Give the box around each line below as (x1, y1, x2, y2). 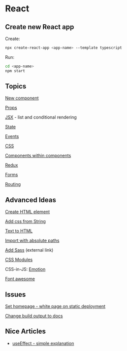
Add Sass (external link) (5, 247, 54, 253)
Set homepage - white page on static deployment (5, 304, 106, 309)
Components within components (5, 153, 71, 159)
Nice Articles (5, 327, 46, 336)
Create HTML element (5, 209, 50, 215)
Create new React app (5, 23, 74, 31)
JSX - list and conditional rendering (5, 114, 77, 120)
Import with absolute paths (5, 238, 60, 244)
